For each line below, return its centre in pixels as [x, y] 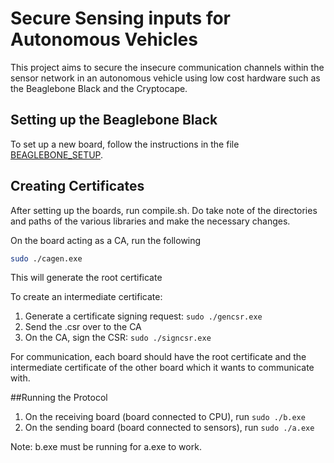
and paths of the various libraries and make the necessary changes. [150, 221]
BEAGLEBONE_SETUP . [57, 154]
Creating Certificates [77, 186]
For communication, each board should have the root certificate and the [158, 357]
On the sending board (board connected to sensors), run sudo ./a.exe [169, 428]
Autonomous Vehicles [104, 39]
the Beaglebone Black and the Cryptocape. [99, 88]
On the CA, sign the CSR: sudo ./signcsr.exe [118, 338]
